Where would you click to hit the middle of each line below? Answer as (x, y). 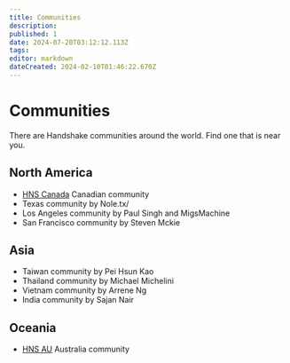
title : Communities (45, 17)
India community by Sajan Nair (78, 300)
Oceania (33, 328)
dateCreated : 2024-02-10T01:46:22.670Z (83, 67)
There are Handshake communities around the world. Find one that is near (145, 135)
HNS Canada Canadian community (86, 194)
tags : (19, 51)
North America (51, 173)
